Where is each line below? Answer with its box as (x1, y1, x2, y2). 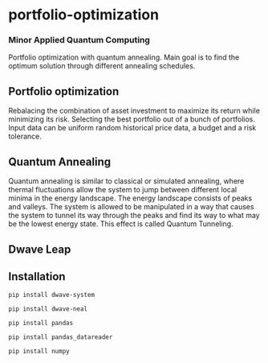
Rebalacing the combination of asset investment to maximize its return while (8, 106, 261, 116)
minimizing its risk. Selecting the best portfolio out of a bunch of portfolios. (8, 114, 255, 124)
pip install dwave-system (8, 291, 95, 299)
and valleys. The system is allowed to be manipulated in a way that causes (8, 202, 254, 212)
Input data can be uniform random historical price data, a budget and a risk (8, 123, 257, 133)
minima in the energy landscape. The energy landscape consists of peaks (8, 193, 253, 203)
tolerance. (8, 131, 42, 142)
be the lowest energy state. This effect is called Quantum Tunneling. (8, 219, 234, 229)
